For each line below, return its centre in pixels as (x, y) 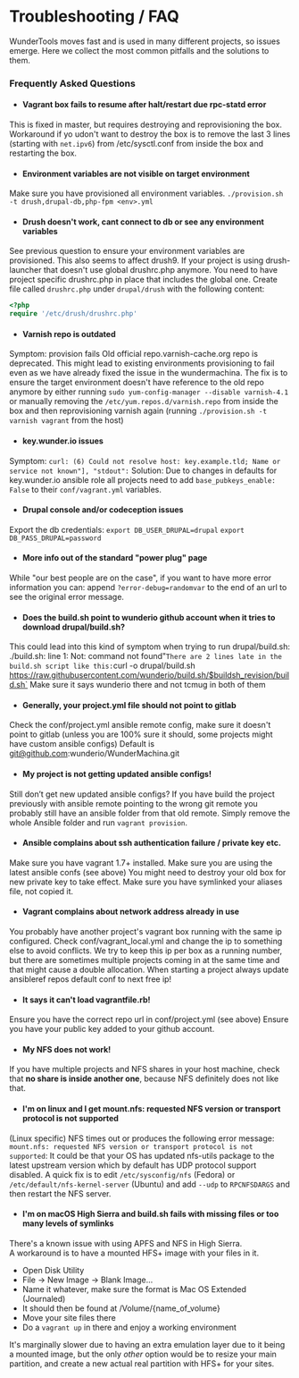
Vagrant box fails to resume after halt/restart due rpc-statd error (144, 105)
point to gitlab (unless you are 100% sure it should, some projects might (141, 734)
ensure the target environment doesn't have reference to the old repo (137, 383)
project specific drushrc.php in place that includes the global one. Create (144, 280)
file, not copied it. (42, 891)
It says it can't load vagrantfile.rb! (86, 1000)
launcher (25, 270)
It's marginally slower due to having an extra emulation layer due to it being (147, 1344)
